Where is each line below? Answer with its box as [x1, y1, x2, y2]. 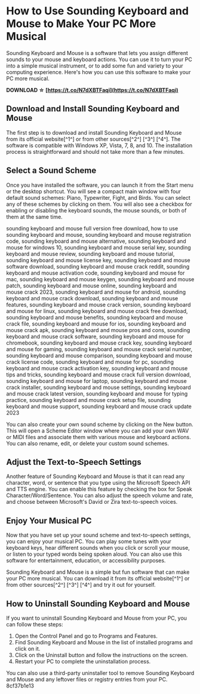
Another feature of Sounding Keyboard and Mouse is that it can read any [6, 473, 185, 480]
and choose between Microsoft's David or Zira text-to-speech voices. [6, 498, 178, 506]
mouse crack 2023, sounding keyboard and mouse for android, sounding [6, 288, 186, 296]
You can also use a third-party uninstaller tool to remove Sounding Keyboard [6, 669, 195, 677]
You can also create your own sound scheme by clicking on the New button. [6, 421, 194, 428]
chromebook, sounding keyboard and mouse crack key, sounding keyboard [6, 339, 192, 346]
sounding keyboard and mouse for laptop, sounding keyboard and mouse [6, 377, 187, 384]
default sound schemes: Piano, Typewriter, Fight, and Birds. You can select [6, 194, 191, 201]
